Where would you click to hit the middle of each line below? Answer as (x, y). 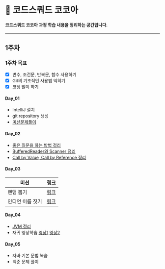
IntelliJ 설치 (24, 110)
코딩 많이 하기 (25, 87)
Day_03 (13, 169)
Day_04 (13, 215)
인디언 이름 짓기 (25, 201)
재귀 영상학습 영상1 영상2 (36, 233)
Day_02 (13, 134)
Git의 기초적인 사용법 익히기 (39, 81)
